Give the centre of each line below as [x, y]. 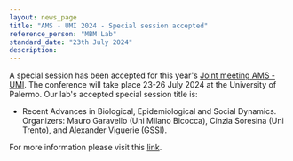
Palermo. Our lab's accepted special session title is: [103, 95]
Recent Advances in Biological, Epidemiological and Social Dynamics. [149, 111]
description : [33, 50]
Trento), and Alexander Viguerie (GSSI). [94, 130]
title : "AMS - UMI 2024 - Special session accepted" [109, 26]
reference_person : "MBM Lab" [63, 34]
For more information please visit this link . [86, 148]
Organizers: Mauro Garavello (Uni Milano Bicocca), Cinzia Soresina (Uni [153, 121]
